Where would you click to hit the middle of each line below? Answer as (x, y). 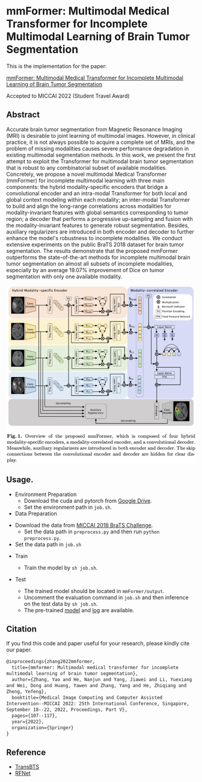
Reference (26, 752)
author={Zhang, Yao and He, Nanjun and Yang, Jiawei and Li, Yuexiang (102, 680)
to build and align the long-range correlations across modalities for (89, 206)
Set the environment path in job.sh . (68, 507)
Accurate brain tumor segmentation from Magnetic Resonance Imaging (94, 129)
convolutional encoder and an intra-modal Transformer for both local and (97, 193)
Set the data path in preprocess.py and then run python (92, 532)
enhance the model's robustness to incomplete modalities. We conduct (94, 238)
